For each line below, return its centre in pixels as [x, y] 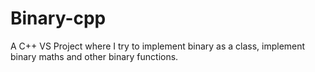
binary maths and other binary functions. [94, 56]
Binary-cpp [58, 18]
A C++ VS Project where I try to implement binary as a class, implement [158, 46]
